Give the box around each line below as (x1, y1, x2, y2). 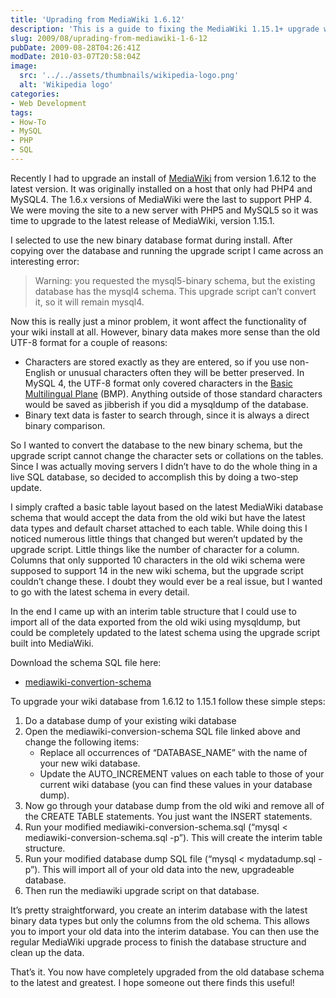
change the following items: (24, 736, 140, 748)
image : (10, 61, 38, 71)
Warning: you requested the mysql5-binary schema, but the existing (34, 274, 316, 286)
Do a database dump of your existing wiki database (24, 714, 237, 726)
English (24, 366, 56, 378)
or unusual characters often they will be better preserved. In (57, 366, 305, 378)
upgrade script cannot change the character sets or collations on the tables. (10, 449, 324, 461)
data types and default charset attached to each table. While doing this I (10, 522, 308, 534)
